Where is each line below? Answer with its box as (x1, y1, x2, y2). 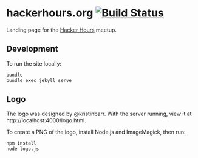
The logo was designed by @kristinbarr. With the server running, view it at (6, 110, 193, 118)
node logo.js (6, 146, 39, 152)
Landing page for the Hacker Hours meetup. (6, 26, 117, 33)
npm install (6, 140, 36, 146)
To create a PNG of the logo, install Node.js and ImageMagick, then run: (6, 128, 186, 136)
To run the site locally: (6, 60, 62, 67)
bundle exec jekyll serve (6, 77, 72, 83)
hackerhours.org (6, 6, 94, 20)
